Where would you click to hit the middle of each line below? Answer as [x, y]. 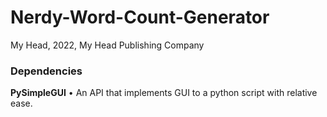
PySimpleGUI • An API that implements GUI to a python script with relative [164, 93]
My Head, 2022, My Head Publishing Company [107, 45]
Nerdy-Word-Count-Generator [140, 17]
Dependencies [46, 71]
